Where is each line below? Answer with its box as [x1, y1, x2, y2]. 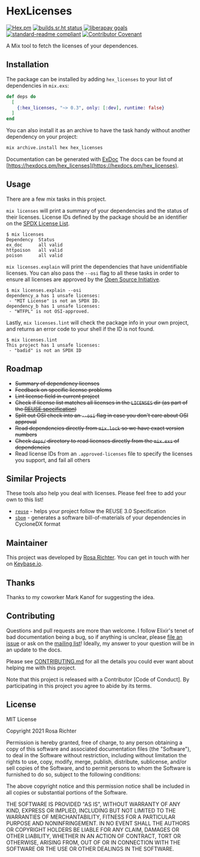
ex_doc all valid [6, 242, 63, 248]
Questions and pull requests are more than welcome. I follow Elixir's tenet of [6, 627, 194, 634]
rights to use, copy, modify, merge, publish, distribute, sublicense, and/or [6, 758, 187, 765]
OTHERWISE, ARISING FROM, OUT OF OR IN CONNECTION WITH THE [6, 838, 181, 846]
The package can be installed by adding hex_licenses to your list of [6, 75, 172, 82]
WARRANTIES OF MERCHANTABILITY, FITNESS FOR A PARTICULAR [6, 813, 175, 820]
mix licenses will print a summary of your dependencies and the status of [6, 207, 189, 214]
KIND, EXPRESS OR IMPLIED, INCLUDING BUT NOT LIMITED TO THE [6, 807, 176, 814]
